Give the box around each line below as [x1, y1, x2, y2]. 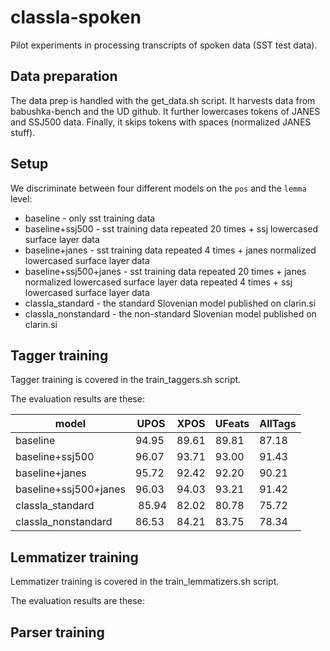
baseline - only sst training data [24, 212, 156, 224]
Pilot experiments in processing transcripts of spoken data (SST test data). [10, 39, 318, 51]
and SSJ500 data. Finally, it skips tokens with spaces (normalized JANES [10, 116, 312, 128]
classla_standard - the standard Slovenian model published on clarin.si [24, 297, 317, 309]
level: [10, 192, 33, 205]
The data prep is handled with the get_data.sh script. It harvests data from [10, 94, 316, 106]
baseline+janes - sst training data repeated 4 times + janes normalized [24, 244, 317, 256]
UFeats [214, 417, 250, 431]
